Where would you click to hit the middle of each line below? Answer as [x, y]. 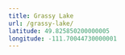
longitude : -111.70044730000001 [62, 38]
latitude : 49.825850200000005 [59, 31]
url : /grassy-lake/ [41, 23]
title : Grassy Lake [41, 16]
